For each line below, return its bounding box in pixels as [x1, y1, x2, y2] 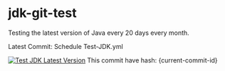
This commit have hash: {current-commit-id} [87, 55, 218, 65]
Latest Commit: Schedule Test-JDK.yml [8, 42, 123, 50]
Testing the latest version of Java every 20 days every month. [8, 28, 189, 37]
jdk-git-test [8, 5, 77, 21]
